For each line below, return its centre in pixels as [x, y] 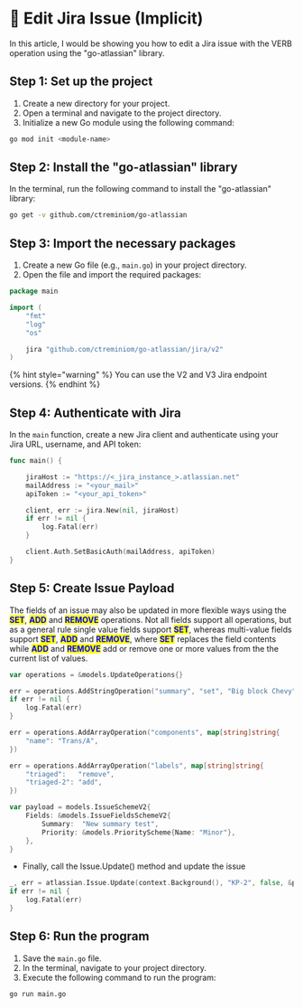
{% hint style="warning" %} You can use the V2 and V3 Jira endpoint [138, 375]
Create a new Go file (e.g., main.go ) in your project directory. [134, 265]
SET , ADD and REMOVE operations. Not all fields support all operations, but [150, 619]
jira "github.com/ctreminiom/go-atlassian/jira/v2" [124, 349]
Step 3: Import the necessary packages [123, 243]
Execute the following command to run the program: [119, 977]
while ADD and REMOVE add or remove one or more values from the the [144, 648]
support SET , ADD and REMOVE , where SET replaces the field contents [143, 639]
